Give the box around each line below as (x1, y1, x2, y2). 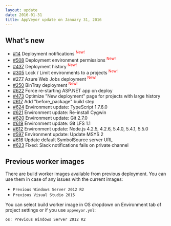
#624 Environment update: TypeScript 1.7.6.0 (12, 104, 108, 110)
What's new (5, 36, 45, 45)
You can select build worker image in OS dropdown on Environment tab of (5, 201, 162, 208)
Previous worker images (5, 157, 84, 166)
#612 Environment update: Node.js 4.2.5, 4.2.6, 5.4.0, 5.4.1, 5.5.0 (12, 126, 148, 132)
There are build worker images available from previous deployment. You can (5, 171, 166, 177)
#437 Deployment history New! (12, 62, 77, 69)
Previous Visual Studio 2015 (12, 192, 75, 198)
